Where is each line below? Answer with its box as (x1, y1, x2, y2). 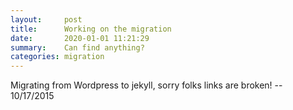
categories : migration (10, 52, 105, 62)
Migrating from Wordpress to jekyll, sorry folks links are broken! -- (10, 79, 283, 91)
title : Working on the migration (10, 24, 172, 34)
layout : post (10, 14, 83, 25)
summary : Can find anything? (10, 42, 145, 53)
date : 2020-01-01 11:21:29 (10, 33, 150, 43)
